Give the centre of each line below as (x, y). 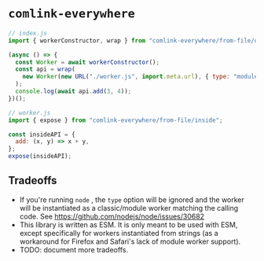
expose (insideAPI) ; (40, 156)
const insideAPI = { (42, 134)
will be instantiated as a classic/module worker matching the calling (129, 208)
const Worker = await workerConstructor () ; (87, 62)
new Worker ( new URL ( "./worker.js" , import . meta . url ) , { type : (126, 77)
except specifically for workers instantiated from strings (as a (119, 233)
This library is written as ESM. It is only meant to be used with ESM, (128, 224)
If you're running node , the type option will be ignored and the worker (132, 200)
